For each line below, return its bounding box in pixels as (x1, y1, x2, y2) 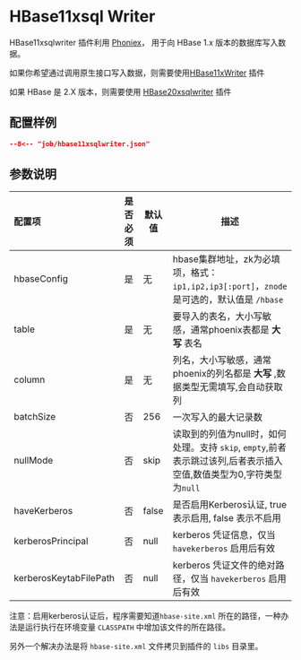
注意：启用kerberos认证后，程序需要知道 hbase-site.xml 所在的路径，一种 (9, 611, 281, 621)
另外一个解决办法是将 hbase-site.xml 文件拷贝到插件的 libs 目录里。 (9, 641, 263, 652)
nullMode (13, 455, 54, 467)
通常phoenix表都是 (190, 324, 270, 336)
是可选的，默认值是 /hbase (172, 293, 284, 306)
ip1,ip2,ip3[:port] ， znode (172, 280, 288, 292)
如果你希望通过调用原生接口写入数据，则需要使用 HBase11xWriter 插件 (9, 67, 265, 78)
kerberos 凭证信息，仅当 (172, 529, 276, 542)
